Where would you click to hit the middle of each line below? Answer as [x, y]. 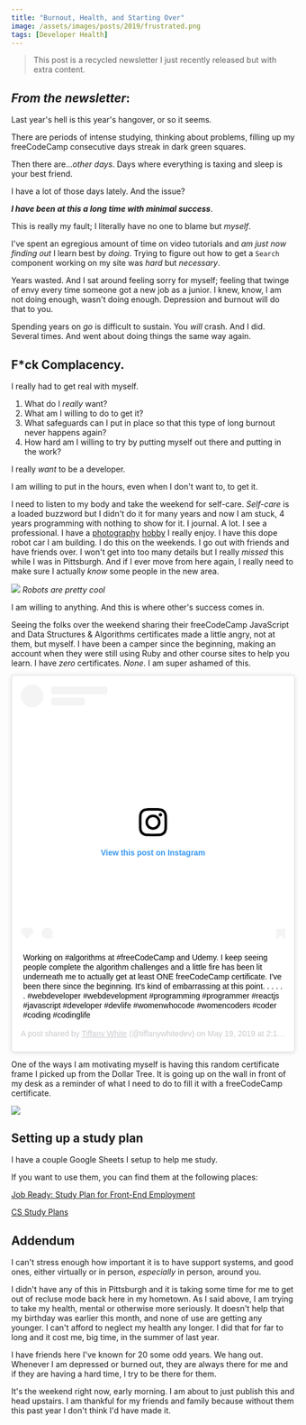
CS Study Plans [40, 1212]
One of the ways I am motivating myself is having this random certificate [145, 1064]
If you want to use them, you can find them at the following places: [135, 1177]
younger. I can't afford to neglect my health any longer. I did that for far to [147, 1328]
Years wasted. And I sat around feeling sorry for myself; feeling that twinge [150, 280]
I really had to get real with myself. [75, 386]
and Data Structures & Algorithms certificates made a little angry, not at [143, 634]
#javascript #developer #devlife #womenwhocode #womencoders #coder [150, 1005]
